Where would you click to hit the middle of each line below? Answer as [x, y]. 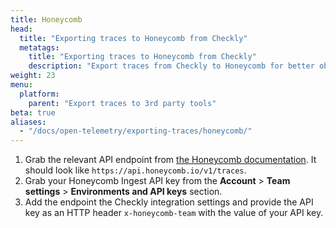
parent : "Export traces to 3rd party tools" [122, 103]
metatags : [39, 47]
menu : [21, 85]
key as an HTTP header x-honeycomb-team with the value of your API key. [174, 213]
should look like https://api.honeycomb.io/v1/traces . [135, 170]
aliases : [28, 122]
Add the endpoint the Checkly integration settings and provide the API [169, 202]
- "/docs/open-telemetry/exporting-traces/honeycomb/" [136, 131]
